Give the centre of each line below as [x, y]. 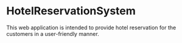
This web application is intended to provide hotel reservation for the [91, 27]
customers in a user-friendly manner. [53, 33]
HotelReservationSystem [71, 11]
